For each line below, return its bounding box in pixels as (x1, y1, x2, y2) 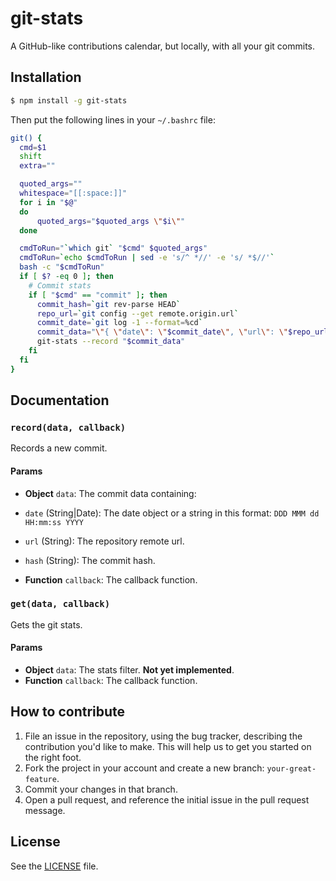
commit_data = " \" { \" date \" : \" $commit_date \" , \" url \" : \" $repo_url (36, 327, 329, 337)
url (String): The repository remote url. (24, 535, 185, 547)
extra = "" (19, 161, 56, 171)
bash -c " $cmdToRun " (19, 262, 105, 272)
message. (24, 804, 66, 816)
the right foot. (24, 751, 82, 763)
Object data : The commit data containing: (24, 487, 197, 499)
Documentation (10, 392, 110, 409)
